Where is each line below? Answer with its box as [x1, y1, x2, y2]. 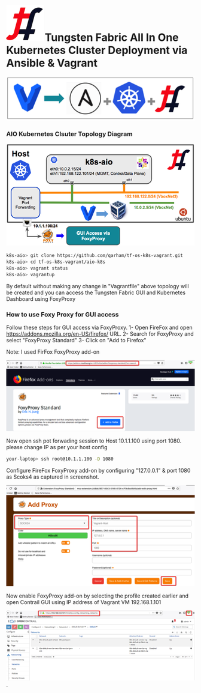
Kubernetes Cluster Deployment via [6, 44, 188, 57]
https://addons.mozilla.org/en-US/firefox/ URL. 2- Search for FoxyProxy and [6, 330, 194, 337]
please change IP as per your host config [6, 443, 108, 450]
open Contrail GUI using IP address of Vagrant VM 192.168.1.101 [6, 598, 162, 605]
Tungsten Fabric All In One [44, 31, 179, 44]
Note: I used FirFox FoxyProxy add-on [6, 348, 100, 356]
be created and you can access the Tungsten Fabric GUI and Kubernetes [6, 289, 186, 296]
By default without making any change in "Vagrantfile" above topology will [6, 282, 190, 289]
